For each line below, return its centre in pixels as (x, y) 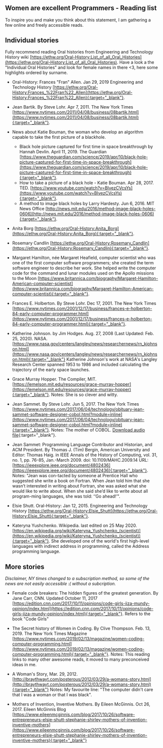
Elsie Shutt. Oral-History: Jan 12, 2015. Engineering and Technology (80, 506)
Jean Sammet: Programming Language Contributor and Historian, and (82, 445)
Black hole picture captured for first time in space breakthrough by (86, 147)
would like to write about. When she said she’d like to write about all (80, 491)
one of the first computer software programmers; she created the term (83, 263)
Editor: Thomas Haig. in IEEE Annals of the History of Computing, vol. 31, (85, 455)
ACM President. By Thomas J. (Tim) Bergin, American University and (81, 450)
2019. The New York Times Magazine (50, 634)
